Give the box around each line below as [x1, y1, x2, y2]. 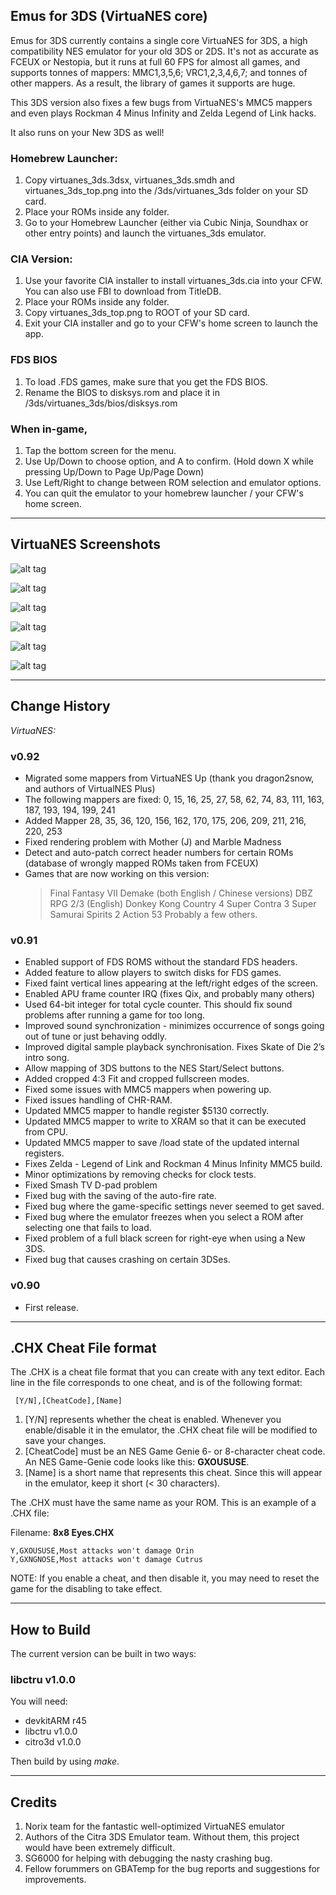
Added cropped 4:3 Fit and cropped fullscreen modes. [24, 1073, 250, 1085]
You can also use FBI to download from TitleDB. [24, 285, 222, 298]
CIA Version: [10, 252, 73, 266]
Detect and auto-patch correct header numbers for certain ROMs [24, 846, 294, 858]
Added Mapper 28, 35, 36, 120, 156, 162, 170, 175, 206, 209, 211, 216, [24, 814, 307, 826]
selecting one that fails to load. [24, 1222, 152, 1234]
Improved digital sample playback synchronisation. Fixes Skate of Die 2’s [24, 1041, 325, 1053]
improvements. [24, 1874, 87, 1886]
